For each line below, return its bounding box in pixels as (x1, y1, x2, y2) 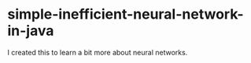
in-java (7, 22, 54, 40)
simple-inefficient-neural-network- (7, 5, 245, 23)
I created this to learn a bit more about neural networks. (7, 47, 188, 57)
